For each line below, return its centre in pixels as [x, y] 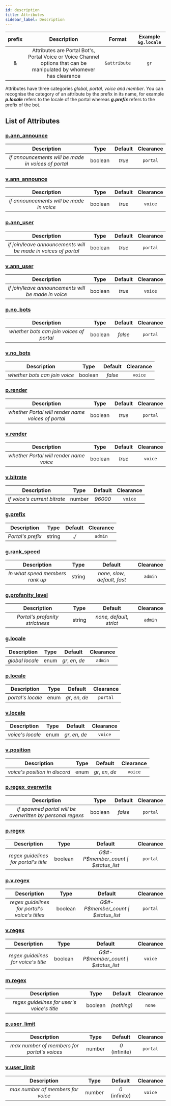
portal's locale [25, 697]
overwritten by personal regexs [47, 815]
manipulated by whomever [64, 69]
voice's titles [30, 915]
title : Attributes [25, 15]
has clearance [63, 76]
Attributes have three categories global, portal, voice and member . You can [84, 89]
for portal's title [28, 862]
